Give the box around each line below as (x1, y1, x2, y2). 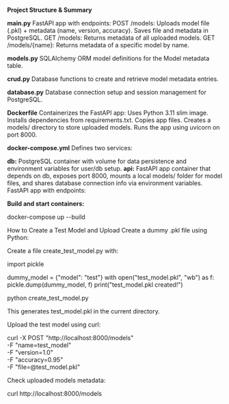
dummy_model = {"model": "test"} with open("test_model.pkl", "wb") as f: (7, 274, 215, 281)
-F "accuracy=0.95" (7, 356, 64, 364)
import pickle (7, 260, 44, 268)
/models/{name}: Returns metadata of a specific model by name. (7, 41, 190, 49)
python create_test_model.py (7, 294, 89, 302)
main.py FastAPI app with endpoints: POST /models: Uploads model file (7, 19, 210, 27)
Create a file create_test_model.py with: (7, 247, 119, 254)
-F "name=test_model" (7, 341, 72, 349)
